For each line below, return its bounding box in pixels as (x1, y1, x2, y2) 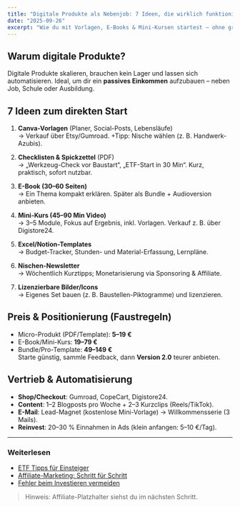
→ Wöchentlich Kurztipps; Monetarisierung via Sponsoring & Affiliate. (17, 269, 222, 277)
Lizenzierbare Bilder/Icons (17, 283, 99, 291)
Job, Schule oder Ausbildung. (7, 84, 95, 93)
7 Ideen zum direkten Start (7, 105, 128, 117)
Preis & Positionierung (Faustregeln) (7, 311, 172, 323)
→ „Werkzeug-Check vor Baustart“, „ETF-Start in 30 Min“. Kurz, (17, 161, 205, 169)
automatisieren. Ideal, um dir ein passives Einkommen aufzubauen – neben (7, 76, 230, 86)
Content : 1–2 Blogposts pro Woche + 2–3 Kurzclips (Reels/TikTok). (17, 400, 214, 408)
